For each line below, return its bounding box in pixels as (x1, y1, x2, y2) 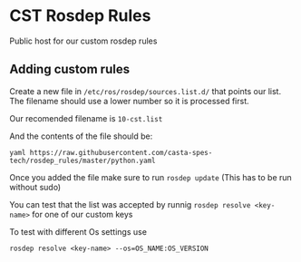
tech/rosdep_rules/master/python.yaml (9, 156, 156, 165)
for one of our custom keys (31, 209, 133, 219)
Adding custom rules (9, 62, 130, 77)
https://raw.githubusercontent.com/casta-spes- (29, 148, 213, 157)
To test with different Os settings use (9, 226, 148, 237)
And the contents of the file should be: (9, 131, 153, 141)
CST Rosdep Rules (9, 5, 151, 26)
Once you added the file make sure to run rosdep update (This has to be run (9, 171, 292, 182)
